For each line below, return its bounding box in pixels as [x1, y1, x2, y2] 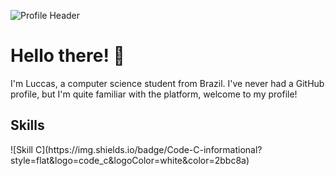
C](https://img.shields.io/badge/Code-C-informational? [34, 143, 263, 155]
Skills [10, 117, 45, 134]
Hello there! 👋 [10, 45, 125, 67]
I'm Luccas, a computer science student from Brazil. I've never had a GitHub [10, 77, 325, 89]
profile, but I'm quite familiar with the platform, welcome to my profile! [10, 88, 298, 100]
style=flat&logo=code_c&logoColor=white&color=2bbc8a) [10, 154, 250, 166]
